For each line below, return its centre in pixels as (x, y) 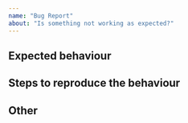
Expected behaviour (60, 56)
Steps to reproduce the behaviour (94, 83)
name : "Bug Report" (41, 16)
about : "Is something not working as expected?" (91, 23)
